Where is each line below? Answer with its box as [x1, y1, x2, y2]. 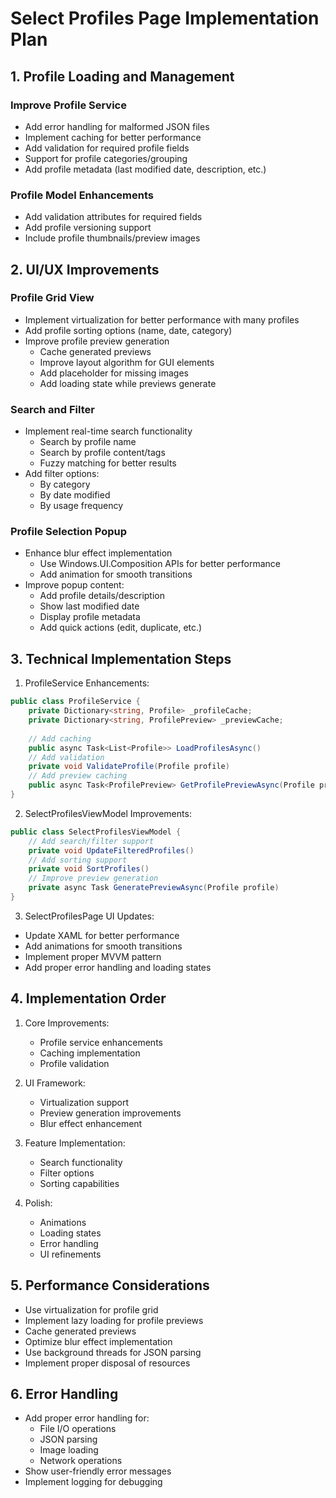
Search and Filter [10, 402, 95, 416]
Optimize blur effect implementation [24, 1335, 173, 1347]
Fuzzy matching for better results [39, 457, 177, 469]
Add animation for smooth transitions [39, 568, 193, 581]
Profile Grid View [10, 291, 95, 305]
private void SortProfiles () [28, 864, 150, 874]
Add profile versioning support [24, 222, 152, 234]
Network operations [39, 1455, 123, 1467]
